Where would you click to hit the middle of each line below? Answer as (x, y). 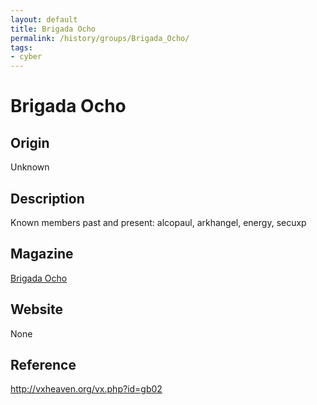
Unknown (30, 167)
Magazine (42, 254)
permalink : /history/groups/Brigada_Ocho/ (100, 38)
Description (47, 198)
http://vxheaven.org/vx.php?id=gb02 (86, 389)
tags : (21, 47)
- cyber (26, 57)
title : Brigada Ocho (53, 29)
